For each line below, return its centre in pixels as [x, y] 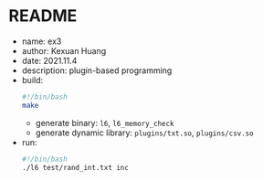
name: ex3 [42, 41]
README [43, 16]
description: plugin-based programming [97, 70]
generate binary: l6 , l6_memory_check [105, 122]
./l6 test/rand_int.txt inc [75, 167]
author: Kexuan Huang [64, 50]
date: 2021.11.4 [49, 60]
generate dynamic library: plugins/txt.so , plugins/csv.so [144, 133]
